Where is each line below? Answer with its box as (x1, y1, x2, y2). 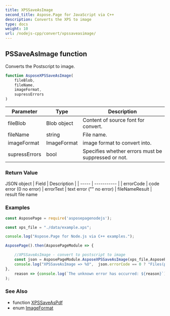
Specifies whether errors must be (82, 148, 162, 155)
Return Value (5, 169, 38, 176)
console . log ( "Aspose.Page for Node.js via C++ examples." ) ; (5, 234, 135, 239)
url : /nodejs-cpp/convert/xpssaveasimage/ (5, 31, 96, 36)
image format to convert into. (82, 139, 152, 147)
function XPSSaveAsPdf (12, 299, 63, 305)
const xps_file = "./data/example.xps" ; (5, 225, 92, 230)
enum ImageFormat (12, 305, 54, 311)
